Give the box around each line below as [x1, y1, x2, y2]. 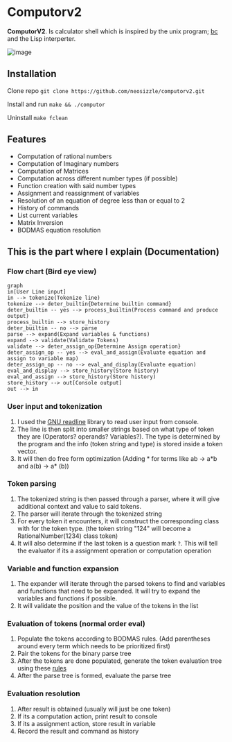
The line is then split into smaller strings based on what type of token [17, 425, 215, 433]
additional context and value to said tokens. [17, 502, 142, 510]
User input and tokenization [7, 402, 102, 412]
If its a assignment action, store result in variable [17, 719, 156, 727]
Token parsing [7, 479, 57, 489]
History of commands [17, 203, 80, 212]
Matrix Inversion [17, 218, 64, 226]
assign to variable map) [7, 355, 79, 362]
